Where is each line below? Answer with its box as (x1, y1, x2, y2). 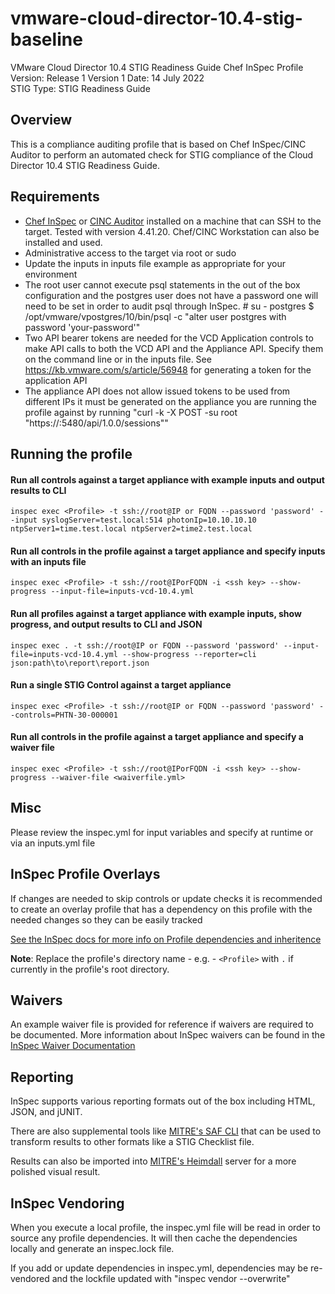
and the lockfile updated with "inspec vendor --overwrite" (51, 1273, 291, 1285)
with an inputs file (10, 555, 87, 567)
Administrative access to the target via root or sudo (24, 247, 237, 259)
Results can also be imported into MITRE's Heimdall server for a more (10, 1155, 297, 1167)
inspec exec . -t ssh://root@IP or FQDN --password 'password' (10, 640, 280, 651)
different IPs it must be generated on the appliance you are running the (24, 395, 317, 407)
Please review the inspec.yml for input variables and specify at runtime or (10, 826, 314, 838)
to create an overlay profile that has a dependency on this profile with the (10, 903, 313, 915)
